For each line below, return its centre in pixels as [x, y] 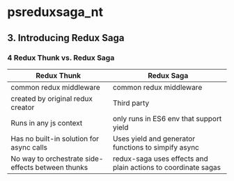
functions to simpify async [156, 147]
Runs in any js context [47, 123]
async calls [29, 147]
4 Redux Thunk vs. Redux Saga [61, 58]
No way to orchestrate [47, 159]
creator [23, 107]
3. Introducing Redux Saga [66, 38]
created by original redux [52, 98]
